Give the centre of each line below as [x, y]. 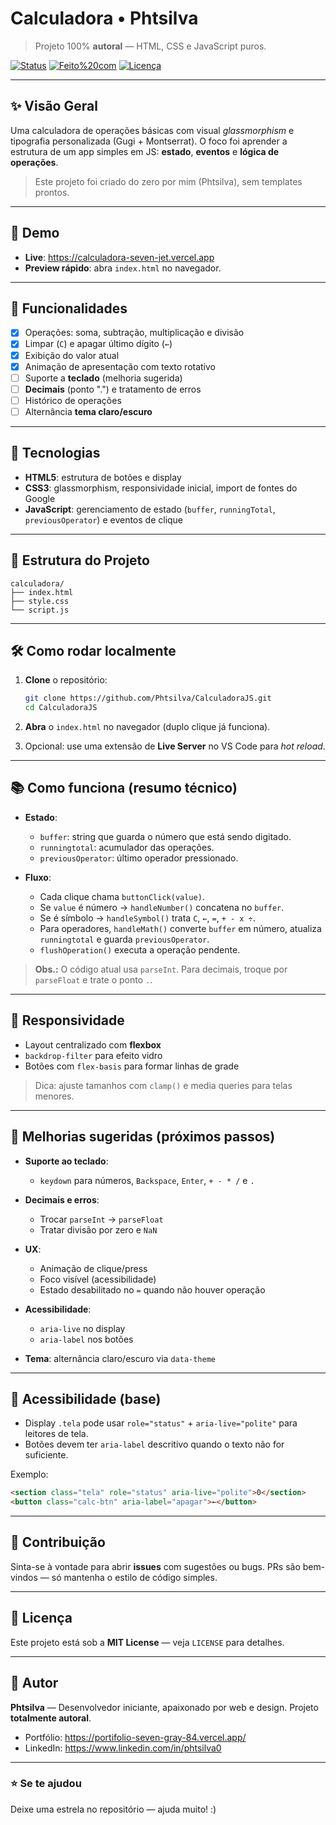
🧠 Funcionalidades [69, 308]
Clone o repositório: [66, 680]
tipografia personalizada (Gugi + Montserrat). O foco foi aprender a [149, 141]
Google [40, 498]
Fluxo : [38, 877]
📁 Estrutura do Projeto [80, 560]
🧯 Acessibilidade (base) [86, 1398]
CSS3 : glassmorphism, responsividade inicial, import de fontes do [161, 488]
